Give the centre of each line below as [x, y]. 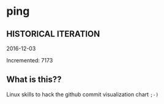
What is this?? [34, 80]
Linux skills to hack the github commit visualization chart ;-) [83, 94]
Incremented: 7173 [30, 60]
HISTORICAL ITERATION [53, 34]
